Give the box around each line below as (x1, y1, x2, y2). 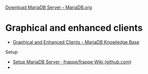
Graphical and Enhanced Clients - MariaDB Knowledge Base (12, 39, 139, 45)
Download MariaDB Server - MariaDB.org (5, 5, 92, 10)
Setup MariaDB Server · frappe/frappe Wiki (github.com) (12, 59, 132, 65)
